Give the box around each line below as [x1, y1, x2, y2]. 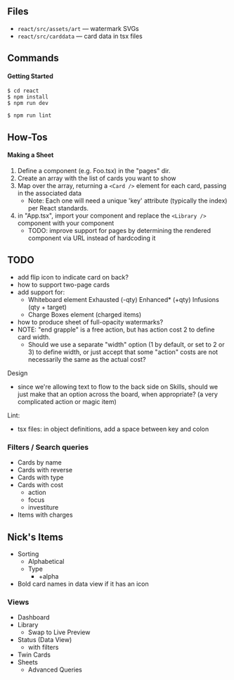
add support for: [17, 288, 65, 296]
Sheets [17, 658, 39, 667]
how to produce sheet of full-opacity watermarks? [17, 317, 164, 326]
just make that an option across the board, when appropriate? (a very [17, 390, 218, 398]
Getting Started [7, 72, 54, 80]
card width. [17, 332, 51, 341]
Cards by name [17, 458, 62, 467]
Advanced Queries [27, 665, 82, 674]
